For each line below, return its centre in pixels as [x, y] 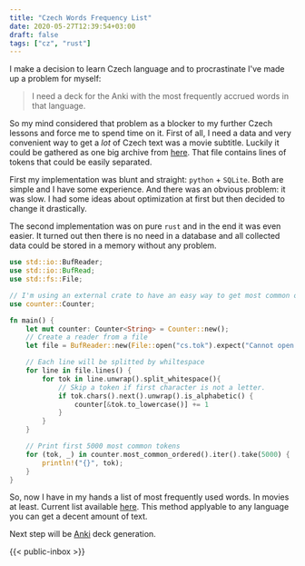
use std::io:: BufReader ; [56, 263]
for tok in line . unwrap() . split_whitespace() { [132, 379]
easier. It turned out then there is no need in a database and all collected [145, 236]
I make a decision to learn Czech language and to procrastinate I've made [147, 69]
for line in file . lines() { [79, 371]
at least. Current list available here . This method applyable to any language [149, 507]
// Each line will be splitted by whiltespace [115, 362]
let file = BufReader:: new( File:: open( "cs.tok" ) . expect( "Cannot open [160, 346]
